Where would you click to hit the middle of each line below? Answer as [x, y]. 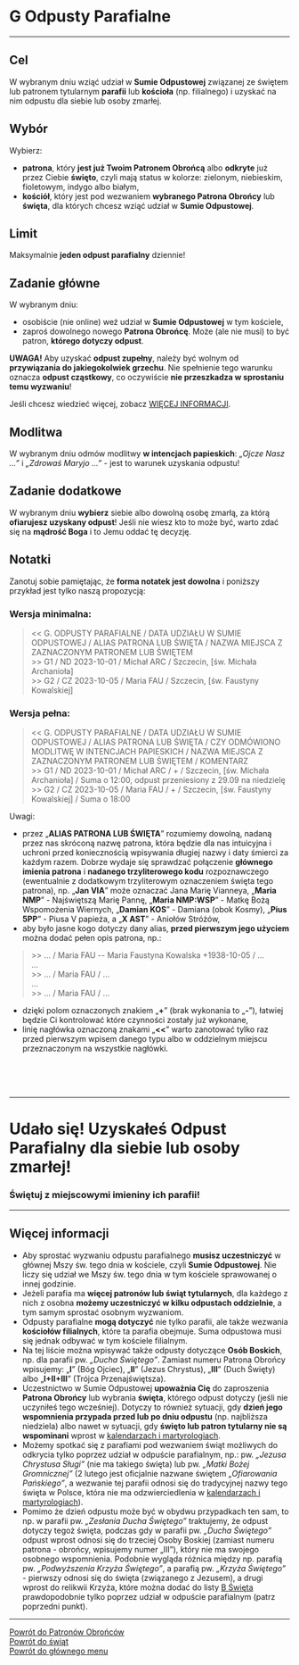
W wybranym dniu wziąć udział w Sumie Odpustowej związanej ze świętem [149, 81]
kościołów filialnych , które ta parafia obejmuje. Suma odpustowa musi [152, 1331]
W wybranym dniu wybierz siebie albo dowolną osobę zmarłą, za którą [139, 512]
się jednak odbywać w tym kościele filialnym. [105, 1340]
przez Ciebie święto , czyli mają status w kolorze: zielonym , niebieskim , [152, 177]
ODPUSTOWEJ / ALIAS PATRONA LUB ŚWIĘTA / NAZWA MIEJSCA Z [157, 642]
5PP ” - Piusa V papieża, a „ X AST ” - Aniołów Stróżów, [121, 919]
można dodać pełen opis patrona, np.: [92, 938]
